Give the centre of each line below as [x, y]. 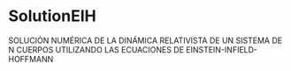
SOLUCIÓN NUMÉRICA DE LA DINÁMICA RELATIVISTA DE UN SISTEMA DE [145, 40]
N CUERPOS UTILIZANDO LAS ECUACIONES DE [96, 49]
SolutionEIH [52, 16]
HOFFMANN [31, 59]
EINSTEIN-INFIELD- [222, 49]
